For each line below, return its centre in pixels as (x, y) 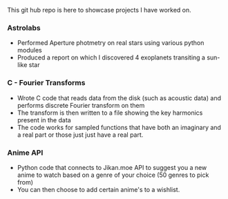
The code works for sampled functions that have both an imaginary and (119, 127)
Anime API (25, 153)
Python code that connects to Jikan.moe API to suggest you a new (112, 167)
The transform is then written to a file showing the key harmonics (110, 113)
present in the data (44, 120)
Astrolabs (24, 28)
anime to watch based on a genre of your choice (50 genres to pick (113, 175)
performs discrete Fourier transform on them (81, 105)
